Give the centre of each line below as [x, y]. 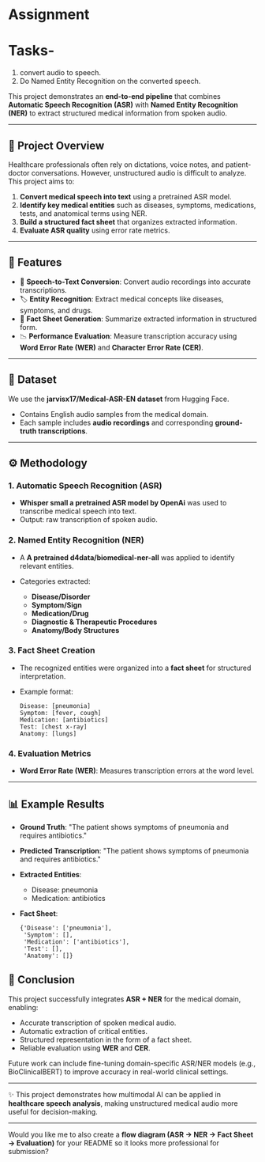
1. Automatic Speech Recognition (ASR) [85, 486]
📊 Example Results [56, 804]
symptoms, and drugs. [56, 310]
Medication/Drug [60, 613]
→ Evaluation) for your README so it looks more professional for [114, 1143]
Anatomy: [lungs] [48, 733]
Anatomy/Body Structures [75, 630]
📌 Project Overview [56, 145]
